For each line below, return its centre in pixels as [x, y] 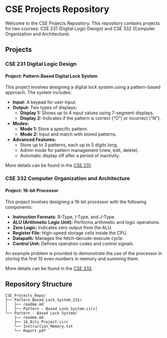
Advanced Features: [34, 140]
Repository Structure [39, 284]
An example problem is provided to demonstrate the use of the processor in [84, 253]
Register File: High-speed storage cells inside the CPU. [70, 233]
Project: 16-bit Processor [32, 190]
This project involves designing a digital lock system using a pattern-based [83, 87]
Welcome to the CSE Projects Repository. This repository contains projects [82, 23]
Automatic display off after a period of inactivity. [70, 156]
